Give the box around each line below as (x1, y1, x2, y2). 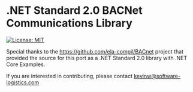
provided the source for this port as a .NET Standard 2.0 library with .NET (6, 54, 188, 61)
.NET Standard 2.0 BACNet (6, 4, 143, 17)
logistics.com (6, 79, 40, 86)
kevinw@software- (134, 72, 181, 79)
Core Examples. (6, 61, 46, 68)
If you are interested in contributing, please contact (6, 72, 133, 79)
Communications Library (6, 16, 133, 30)
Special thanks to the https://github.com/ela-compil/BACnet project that (6, 48, 184, 55)
